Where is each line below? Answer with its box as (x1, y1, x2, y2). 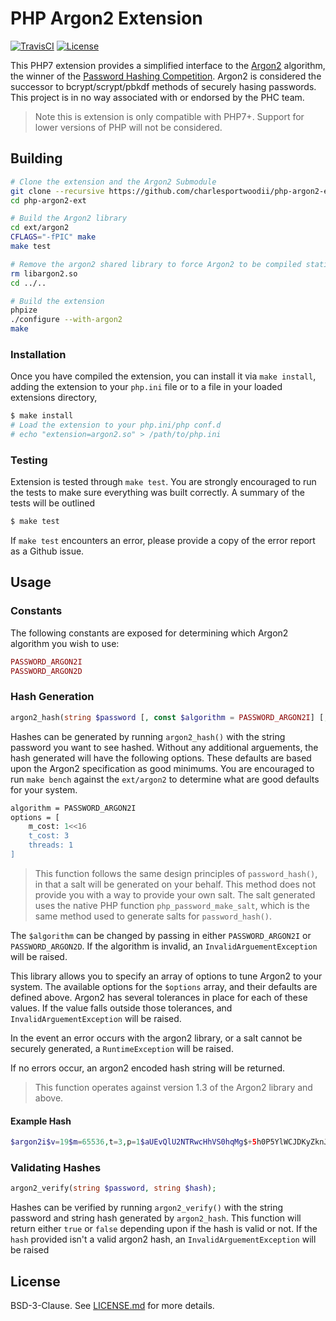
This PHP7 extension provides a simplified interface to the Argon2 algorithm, (10, 59, 326, 71)
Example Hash (10, 1115, 72, 1127)
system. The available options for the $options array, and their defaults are (10, 980, 318, 992)
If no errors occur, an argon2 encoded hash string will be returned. (10, 1062, 286, 1074)
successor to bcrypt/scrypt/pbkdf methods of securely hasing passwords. (10, 80, 317, 92)
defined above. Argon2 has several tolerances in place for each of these (10, 991, 308, 1003)
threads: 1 (28, 840, 74, 851)
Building (10, 150, 63, 167)
